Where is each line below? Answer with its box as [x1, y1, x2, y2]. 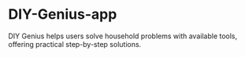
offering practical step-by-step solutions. [8, 39, 142, 48]
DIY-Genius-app [8, 5, 117, 23]
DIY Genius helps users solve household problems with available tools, [8, 31, 238, 41]
